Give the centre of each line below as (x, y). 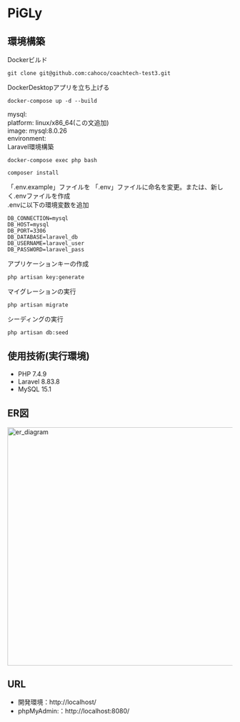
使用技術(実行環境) (49, 356)
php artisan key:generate (46, 277)
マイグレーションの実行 (42, 291)
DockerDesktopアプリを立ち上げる (59, 87)
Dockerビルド (27, 60)
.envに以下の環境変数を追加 (48, 205)
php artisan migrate (38, 305)
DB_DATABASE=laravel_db (43, 237)
